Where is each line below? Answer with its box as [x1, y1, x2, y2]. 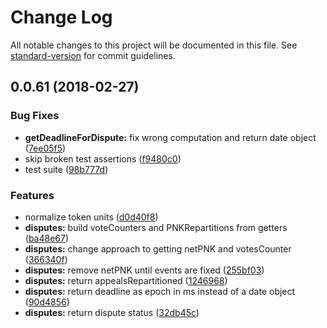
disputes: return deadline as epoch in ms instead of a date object [24, 285, 296, 297]
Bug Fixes [10, 109, 60, 123]
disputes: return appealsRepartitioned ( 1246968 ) [24, 274, 228, 286]
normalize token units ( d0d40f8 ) [24, 211, 159, 223]
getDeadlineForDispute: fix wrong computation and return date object [24, 131, 317, 143]
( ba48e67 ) [24, 232, 70, 244]
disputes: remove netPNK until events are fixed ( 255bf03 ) [24, 264, 265, 276]
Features [10, 188, 55, 202]
